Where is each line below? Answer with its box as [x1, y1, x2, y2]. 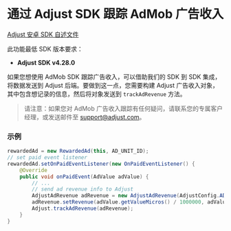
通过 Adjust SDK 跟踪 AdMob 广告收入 [7, 6, 224, 22]
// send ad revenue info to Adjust [32, 186, 134, 193]
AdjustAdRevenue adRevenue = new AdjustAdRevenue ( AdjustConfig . [32, 193, 220, 199]
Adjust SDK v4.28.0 [16, 58, 76, 66]
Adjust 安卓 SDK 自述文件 [7, 30, 79, 38]
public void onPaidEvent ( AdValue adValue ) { [19, 173, 149, 180]
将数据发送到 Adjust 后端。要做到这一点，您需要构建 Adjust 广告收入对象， [7, 81, 219, 89]
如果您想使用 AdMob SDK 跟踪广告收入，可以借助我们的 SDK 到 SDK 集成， [7, 73, 221, 81]
